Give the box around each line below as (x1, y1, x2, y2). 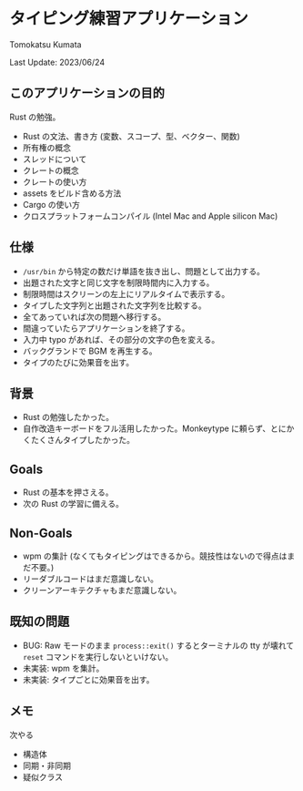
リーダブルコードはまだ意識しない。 (22, 573, 159, 584)
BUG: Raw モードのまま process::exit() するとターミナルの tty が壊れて (22, 640, 295, 651)
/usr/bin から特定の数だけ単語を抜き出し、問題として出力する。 (22, 265, 266, 276)
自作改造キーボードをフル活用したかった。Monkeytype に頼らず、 (22, 423, 271, 434)
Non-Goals (9, 525, 73, 540)
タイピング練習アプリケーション (9, 8, 248, 29)
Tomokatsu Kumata (9, 38, 82, 50)
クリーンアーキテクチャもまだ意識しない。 (22, 585, 182, 595)
